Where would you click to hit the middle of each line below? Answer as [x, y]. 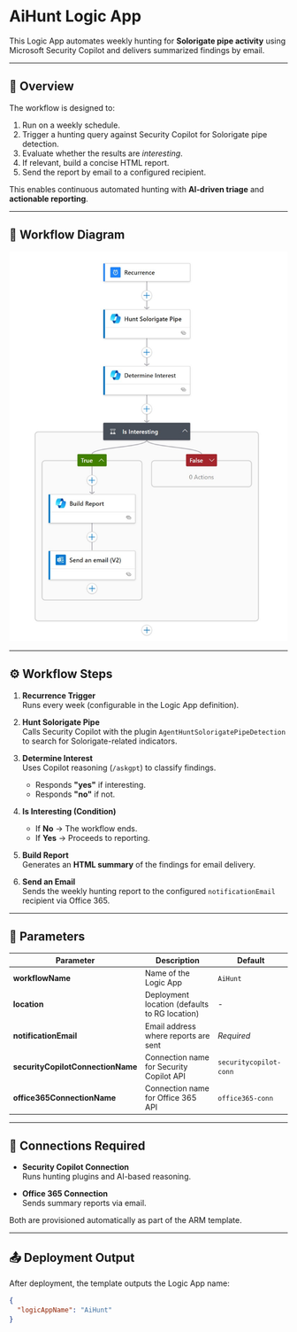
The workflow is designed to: [62, 107]
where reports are [177, 1035]
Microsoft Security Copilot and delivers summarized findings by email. [137, 50]
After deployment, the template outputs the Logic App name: [119, 1283]
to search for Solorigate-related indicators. [99, 741]
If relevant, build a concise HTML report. [95, 162]
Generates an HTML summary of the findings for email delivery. [139, 864]
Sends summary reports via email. [84, 1203]
